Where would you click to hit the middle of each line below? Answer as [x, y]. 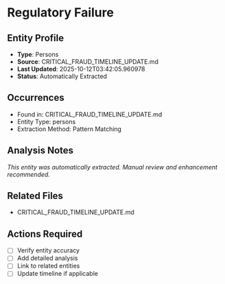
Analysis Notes [40, 151]
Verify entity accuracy [48, 250]
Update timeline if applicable [57, 274]
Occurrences [36, 98]
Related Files [35, 196]
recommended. [28, 174]
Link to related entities [48, 266]
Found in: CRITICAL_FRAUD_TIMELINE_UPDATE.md [90, 114]
